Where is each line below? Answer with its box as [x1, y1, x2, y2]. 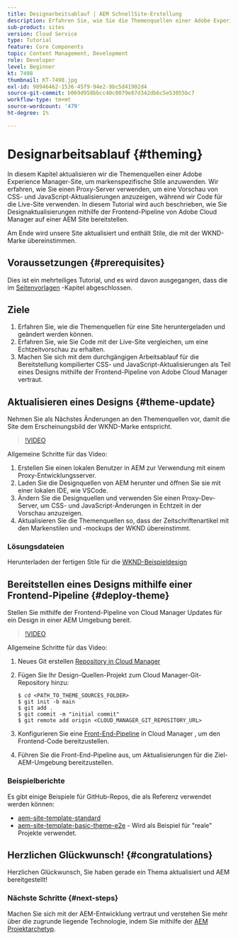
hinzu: [50, 679, 69, 687]
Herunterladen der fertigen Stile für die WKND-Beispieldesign [7, 558, 188, 567]
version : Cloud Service [7, 30, 78, 38]
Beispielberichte [7, 776, 65, 786]
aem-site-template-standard [17, 814, 101, 822]
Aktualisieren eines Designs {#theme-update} [7, 395, 216, 408]
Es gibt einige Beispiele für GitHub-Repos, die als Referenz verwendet [7, 792, 212, 801]
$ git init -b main [17, 699, 76, 706]
